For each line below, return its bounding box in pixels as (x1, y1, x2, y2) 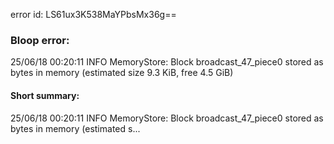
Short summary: (10, 89, 80, 101)
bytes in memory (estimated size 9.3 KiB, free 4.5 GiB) (10, 67, 234, 79)
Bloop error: (10, 33, 70, 47)
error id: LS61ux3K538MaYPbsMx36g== (10, 9, 177, 20)
